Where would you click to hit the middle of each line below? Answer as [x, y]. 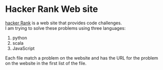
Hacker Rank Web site [52, 9]
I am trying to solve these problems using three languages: [66, 28]
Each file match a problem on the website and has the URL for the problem [82, 58]
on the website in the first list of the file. [46, 63]
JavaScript [23, 48]
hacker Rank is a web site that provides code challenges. [64, 23]
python [20, 38]
